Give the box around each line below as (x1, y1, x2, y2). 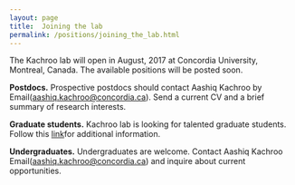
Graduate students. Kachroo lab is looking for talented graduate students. (9, 119, 287, 130)
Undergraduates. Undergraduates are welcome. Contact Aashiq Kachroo (9, 146, 283, 157)
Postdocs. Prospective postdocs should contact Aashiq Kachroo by (9, 83, 262, 93)
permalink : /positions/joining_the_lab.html (9, 30, 180, 39)
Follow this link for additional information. (9, 129, 161, 140)
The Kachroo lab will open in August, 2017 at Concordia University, (9, 55, 259, 66)
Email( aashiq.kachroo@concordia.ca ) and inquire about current (9, 156, 246, 167)
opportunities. (9, 165, 62, 177)
